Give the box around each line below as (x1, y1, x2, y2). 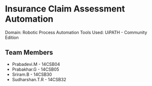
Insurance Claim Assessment (5, 3, 125, 14)
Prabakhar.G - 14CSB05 (12, 66, 59, 72)
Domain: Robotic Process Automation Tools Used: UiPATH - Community (5, 29, 147, 35)
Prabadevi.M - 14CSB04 (12, 61, 60, 67)
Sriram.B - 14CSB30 (12, 71, 52, 77)
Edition (5, 35, 19, 40)
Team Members (5, 49, 53, 57)
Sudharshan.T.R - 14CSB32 (12, 76, 67, 82)
